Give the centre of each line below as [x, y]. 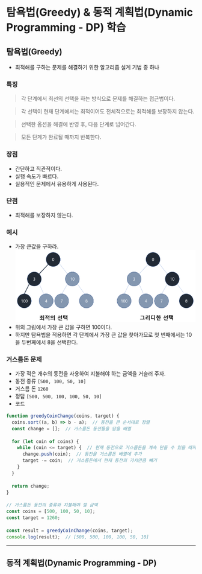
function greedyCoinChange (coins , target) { [63, 416]
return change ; [31, 486]
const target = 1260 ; [33, 518]
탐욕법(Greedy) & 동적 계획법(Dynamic [100, 12]
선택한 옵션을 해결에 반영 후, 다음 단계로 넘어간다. [78, 124]
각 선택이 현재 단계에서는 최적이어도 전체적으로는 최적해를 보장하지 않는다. [108, 112]
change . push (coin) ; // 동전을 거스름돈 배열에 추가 [82, 454]
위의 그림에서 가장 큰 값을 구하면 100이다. [63, 327]
